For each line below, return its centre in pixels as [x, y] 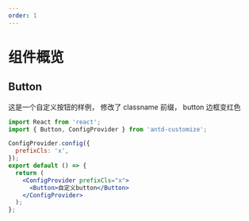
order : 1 [23, 15]
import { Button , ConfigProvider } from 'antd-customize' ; [108, 129]
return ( [30, 173]
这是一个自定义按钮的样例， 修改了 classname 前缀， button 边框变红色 [125, 107]
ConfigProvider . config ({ [49, 143]
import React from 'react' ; [55, 122]
